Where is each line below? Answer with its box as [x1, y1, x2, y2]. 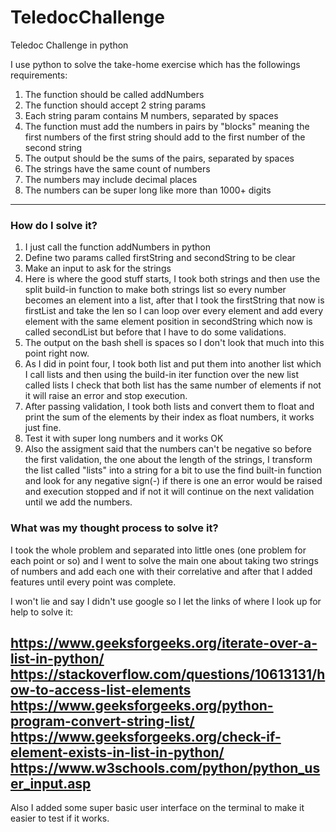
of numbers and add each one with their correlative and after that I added [10, 565, 313, 577]
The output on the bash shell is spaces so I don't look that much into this [24, 337, 325, 349]
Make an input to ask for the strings [24, 262, 172, 275]
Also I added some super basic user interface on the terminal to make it [10, 802, 305, 814]
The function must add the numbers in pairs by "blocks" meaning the [24, 120, 310, 132]
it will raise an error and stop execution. [24, 390, 188, 402]
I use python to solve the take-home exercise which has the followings [10, 58, 301, 70]
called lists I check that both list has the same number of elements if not [24, 379, 322, 391]
